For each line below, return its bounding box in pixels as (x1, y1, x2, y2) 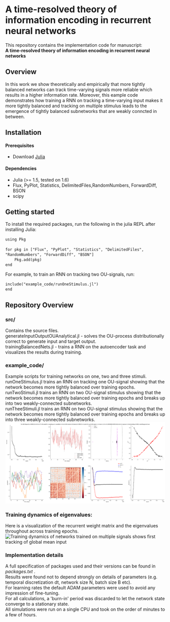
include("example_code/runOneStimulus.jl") (5, 282, 99, 287)
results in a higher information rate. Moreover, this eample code (5, 92, 138, 98)
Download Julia (12, 154, 45, 160)
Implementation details (5, 552, 63, 559)
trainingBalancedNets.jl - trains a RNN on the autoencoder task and (5, 344, 146, 350)
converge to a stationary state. (5, 601, 70, 607)
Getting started (5, 208, 55, 216)
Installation (5, 128, 42, 137)
